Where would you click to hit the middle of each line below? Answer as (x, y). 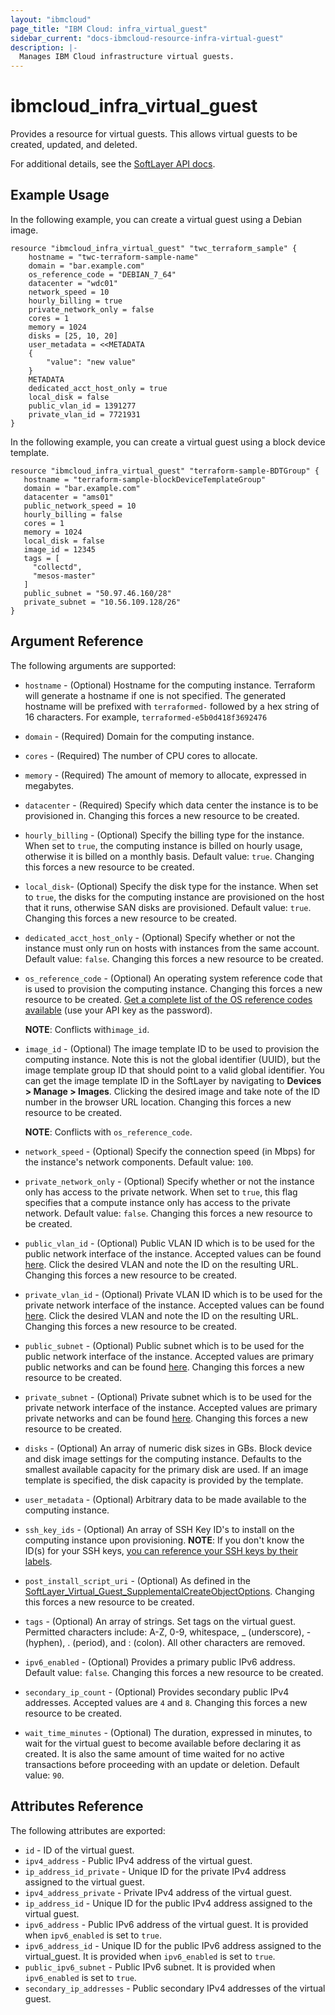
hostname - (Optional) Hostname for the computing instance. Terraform (170, 685)
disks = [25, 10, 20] (73, 336)
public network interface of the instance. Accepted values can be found (173, 1253)
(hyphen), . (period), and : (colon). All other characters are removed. (165, 1642)
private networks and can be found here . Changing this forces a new (166, 1418)
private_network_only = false (91, 309)
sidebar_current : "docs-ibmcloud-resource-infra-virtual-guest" (147, 38)
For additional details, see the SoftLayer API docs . (113, 164)
